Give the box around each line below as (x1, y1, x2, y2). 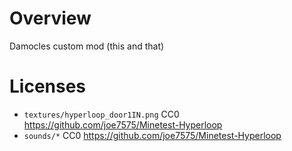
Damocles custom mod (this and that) (9, 40, 165, 52)
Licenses (9, 75, 87, 98)
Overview (9, 7, 92, 30)
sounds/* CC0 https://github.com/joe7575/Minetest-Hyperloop (23, 129, 282, 141)
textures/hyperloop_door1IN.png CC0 (23, 108, 180, 120)
